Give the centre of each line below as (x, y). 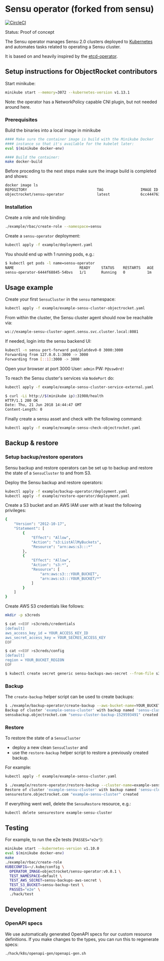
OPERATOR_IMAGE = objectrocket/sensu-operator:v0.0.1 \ (65, 871)
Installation (19, 207)
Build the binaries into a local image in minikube (53, 130)
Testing (17, 828)
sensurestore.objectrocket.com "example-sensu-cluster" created (72, 794)
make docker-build (24, 162)
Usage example (29, 287)
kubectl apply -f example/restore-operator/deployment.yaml (68, 496)
